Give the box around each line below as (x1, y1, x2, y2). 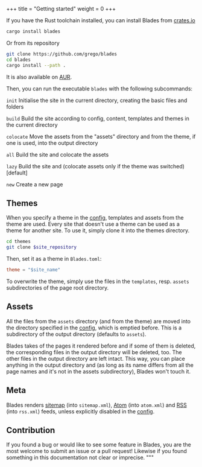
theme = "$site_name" (6, 267, 61, 273)
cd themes (6, 238, 31, 245)
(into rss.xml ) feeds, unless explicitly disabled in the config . (6, 407, 155, 415)
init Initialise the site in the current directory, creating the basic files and (6, 97, 188, 104)
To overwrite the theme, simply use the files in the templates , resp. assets (6, 278, 189, 285)
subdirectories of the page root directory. (6, 284, 109, 291)
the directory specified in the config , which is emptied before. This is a (6, 324, 182, 331)
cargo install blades (6, 28, 61, 34)
